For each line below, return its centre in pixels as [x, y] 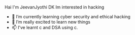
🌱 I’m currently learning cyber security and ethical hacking [71, 17]
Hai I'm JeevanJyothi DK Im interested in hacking [54, 7]
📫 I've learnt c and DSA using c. [45, 27]
